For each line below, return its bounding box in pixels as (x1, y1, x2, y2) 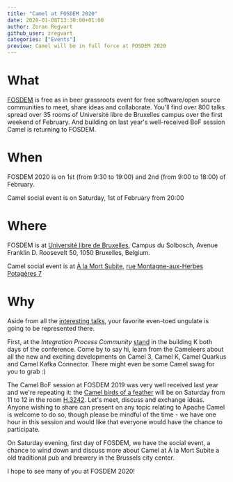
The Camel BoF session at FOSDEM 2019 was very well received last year (7, 380, 219, 389)
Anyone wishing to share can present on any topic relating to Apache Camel (7, 403, 225, 411)
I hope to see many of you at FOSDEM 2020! (7, 467, 136, 475)
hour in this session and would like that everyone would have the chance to (7, 417, 223, 426)
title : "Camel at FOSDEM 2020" (7, 10, 98, 17)
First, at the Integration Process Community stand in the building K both (7, 337, 213, 345)
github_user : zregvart (7, 29, 73, 37)
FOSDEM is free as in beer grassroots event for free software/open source (7, 95, 220, 104)
